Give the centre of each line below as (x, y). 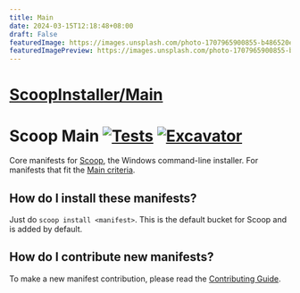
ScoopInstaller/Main (86, 95)
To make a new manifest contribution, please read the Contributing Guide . (145, 279)
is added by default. (46, 230)
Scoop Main (54, 136)
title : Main (31, 17)
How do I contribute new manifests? (112, 257)
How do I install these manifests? (103, 198)
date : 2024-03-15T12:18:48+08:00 (71, 26)
